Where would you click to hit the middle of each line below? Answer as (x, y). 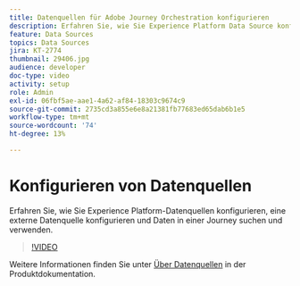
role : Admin (31, 92)
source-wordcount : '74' (54, 126)
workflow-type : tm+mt (50, 117)
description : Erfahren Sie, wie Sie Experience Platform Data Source (142, 26)
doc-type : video (39, 76)
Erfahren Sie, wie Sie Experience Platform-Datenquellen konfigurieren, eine (148, 210)
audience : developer (48, 68)
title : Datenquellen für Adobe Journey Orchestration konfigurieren (139, 17)
